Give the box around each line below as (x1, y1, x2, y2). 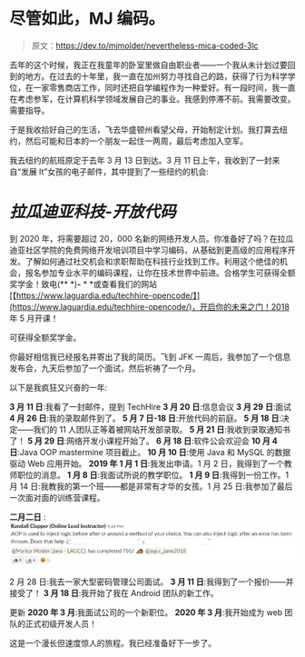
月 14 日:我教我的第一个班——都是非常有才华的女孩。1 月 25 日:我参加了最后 (9, 481, 293, 492)
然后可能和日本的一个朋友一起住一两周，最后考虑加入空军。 (25, 135, 248, 146)
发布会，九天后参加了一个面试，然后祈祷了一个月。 (9, 363, 201, 373)
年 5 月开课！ (9, 313, 59, 324)
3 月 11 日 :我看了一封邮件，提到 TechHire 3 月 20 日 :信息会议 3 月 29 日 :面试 (9, 401, 292, 412)
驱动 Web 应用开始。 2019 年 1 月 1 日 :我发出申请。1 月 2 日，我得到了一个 (9, 458, 284, 469)
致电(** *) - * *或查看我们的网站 (40, 278, 157, 289)
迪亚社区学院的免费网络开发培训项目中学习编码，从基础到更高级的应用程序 (9, 244, 288, 255)
